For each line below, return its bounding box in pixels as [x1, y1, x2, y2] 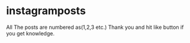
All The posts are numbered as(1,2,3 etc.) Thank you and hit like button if [6, 24, 184, 31]
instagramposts [6, 4, 86, 18]
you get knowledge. [6, 29, 55, 37]
